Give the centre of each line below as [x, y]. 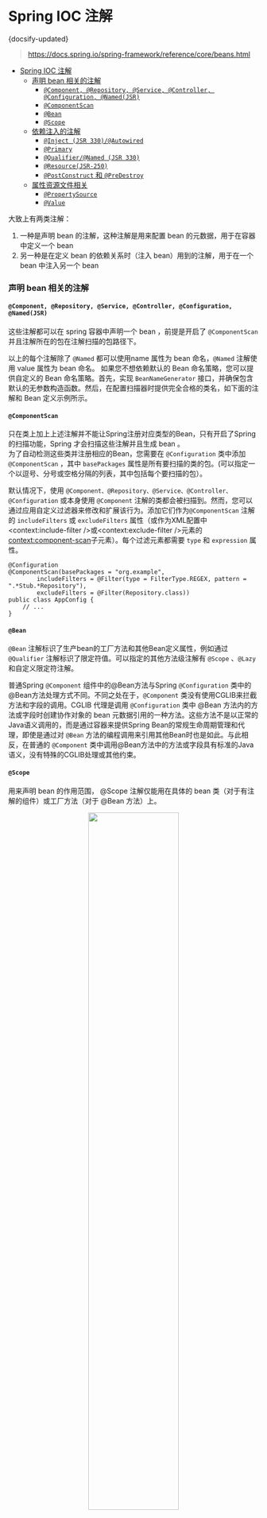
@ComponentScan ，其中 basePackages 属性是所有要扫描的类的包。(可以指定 [128, 464]
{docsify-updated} [39, 39]
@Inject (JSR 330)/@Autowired [93, 141]
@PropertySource [70, 194]
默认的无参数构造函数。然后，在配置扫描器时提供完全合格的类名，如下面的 [130, 388]
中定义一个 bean [46, 245]
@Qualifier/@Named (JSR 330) [92, 157]
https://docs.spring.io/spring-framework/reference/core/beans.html [139, 54]
